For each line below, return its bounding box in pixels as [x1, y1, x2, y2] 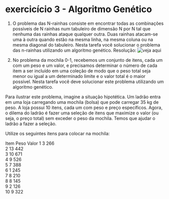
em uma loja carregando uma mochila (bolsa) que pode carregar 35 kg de [5, 99, 159, 105]
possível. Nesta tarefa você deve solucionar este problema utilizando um [12, 78, 164, 85]
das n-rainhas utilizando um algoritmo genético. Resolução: [12, 47, 137, 53]
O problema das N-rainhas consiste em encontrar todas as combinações [12, 20, 164, 26]
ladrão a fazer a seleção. [5, 121, 57, 127]
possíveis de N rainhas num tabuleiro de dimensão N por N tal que [12, 25, 151, 31]
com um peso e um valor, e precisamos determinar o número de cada [12, 62, 157, 68]
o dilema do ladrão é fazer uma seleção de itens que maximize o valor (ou [5, 110, 159, 116]
